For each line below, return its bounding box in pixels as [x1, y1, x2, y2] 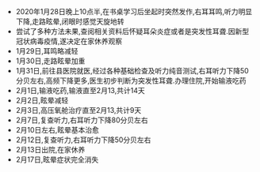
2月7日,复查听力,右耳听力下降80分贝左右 [15, 115, 148, 125]
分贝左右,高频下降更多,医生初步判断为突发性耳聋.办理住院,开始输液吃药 [15, 76, 247, 85]
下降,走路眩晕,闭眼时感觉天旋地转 [15, 17, 124, 26]
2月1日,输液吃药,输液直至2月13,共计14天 [15, 86, 145, 95]
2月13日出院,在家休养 [15, 145, 86, 154]
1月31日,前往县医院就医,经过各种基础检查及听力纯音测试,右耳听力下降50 [15, 66, 250, 75]
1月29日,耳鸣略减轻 [15, 47, 78, 55]
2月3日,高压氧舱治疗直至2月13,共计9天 [15, 106, 142, 114]
